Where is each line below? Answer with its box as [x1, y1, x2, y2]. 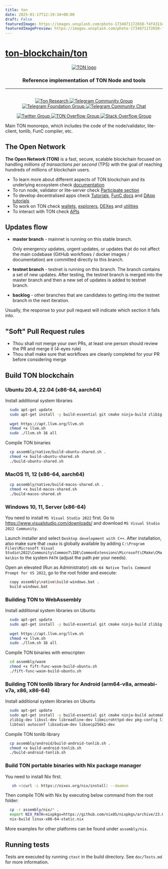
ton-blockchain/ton [5, 48, 87, 59]
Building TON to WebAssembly [5, 596, 81, 603]
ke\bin [5, 555, 19, 560]
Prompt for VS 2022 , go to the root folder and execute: [5, 569, 117, 575]
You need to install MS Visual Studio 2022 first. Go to [5, 515, 114, 521]
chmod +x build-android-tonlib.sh [9, 745, 81, 750]
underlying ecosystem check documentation [12, 181, 105, 187]
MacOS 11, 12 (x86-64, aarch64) [5, 470, 85, 477]
